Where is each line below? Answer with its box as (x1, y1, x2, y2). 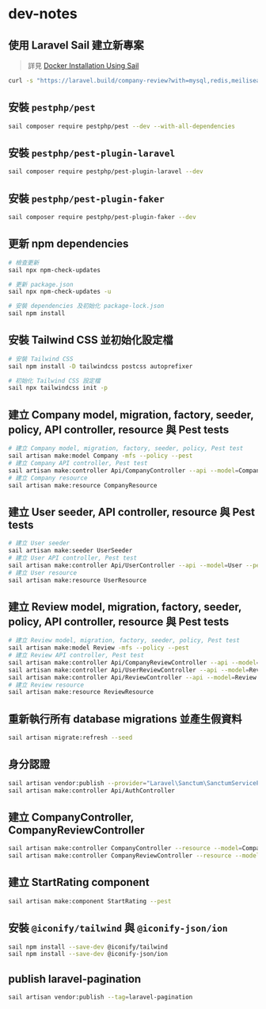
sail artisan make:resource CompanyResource (8, 481, 158, 489)
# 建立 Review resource (8, 680, 85, 689)
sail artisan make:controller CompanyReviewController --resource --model (8, 852, 260, 860)
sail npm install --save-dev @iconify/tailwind (8, 942, 169, 951)
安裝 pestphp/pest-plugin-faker (8, 191, 165, 205)
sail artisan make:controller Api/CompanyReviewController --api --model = (8, 658, 260, 667)
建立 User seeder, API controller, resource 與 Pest (8, 505, 256, 518)
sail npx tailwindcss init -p (8, 384, 108, 392)
